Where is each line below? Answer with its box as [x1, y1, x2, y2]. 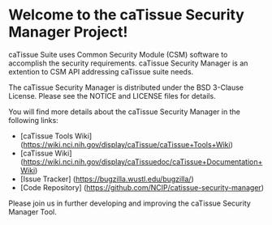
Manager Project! [8, 23, 128, 41]
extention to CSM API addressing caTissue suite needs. [8, 66, 194, 76]
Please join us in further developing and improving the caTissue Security [8, 198, 252, 208]
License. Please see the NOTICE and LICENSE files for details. [8, 91, 217, 100]
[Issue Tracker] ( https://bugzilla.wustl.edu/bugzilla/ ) [19, 174, 194, 184]
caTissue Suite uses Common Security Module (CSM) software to [8, 49, 228, 59]
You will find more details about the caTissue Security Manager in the [8, 107, 241, 117]
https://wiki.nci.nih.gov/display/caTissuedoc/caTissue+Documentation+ [23, 156, 263, 167]
